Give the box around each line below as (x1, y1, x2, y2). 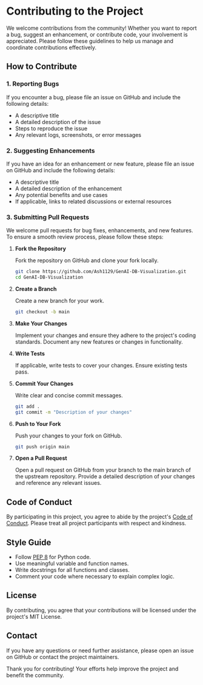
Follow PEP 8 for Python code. (15, 554, 92, 561)
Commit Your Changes (15, 380, 74, 387)
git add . (15, 403, 41, 409)
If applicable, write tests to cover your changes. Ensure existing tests (15, 361, 188, 369)
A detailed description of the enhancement (15, 184, 122, 192)
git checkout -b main (15, 308, 70, 315)
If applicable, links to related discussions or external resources (15, 198, 171, 205)
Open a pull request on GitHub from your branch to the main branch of (15, 467, 191, 474)
